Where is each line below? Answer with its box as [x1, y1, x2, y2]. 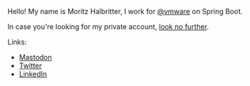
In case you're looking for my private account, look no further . [7, 22, 210, 31]
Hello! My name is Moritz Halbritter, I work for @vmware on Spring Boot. [7, 7, 243, 16]
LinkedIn [18, 69, 47, 78]
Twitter [18, 61, 43, 70]
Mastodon [18, 53, 52, 62]
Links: [7, 37, 27, 47]
